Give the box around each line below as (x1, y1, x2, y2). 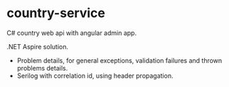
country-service (6, 5, 106, 21)
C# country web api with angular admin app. (6, 29, 137, 37)
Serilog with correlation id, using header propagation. (16, 71, 174, 80)
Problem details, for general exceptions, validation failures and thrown (16, 56, 223, 65)
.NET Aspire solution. (6, 42, 69, 51)
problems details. (16, 63, 68, 72)
